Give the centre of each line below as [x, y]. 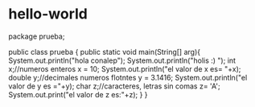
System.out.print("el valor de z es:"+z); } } [78, 94]
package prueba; [37, 36]
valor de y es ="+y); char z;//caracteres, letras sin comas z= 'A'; [114, 86]
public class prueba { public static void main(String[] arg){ [105, 51]
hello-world [48, 14]
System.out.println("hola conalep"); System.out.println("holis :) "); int [122, 60]
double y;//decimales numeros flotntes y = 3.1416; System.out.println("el [128, 77]
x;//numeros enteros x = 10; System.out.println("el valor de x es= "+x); [125, 68]
